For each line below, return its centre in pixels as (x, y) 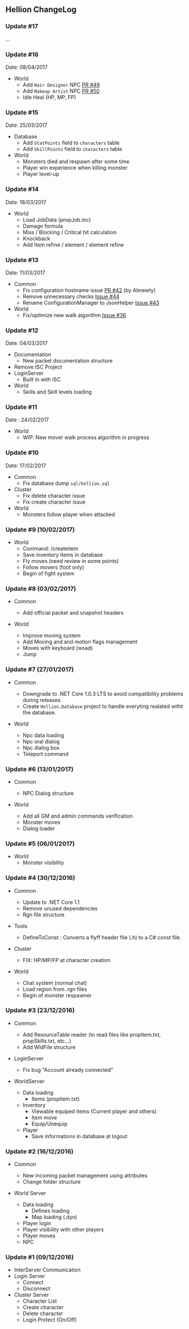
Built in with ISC (42, 380)
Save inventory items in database (63, 555)
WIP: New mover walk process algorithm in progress (86, 437)
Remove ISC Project (38, 367)
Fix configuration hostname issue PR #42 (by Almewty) (89, 290)
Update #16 (22, 54)
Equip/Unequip (49, 1124)
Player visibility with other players (63, 1230)
